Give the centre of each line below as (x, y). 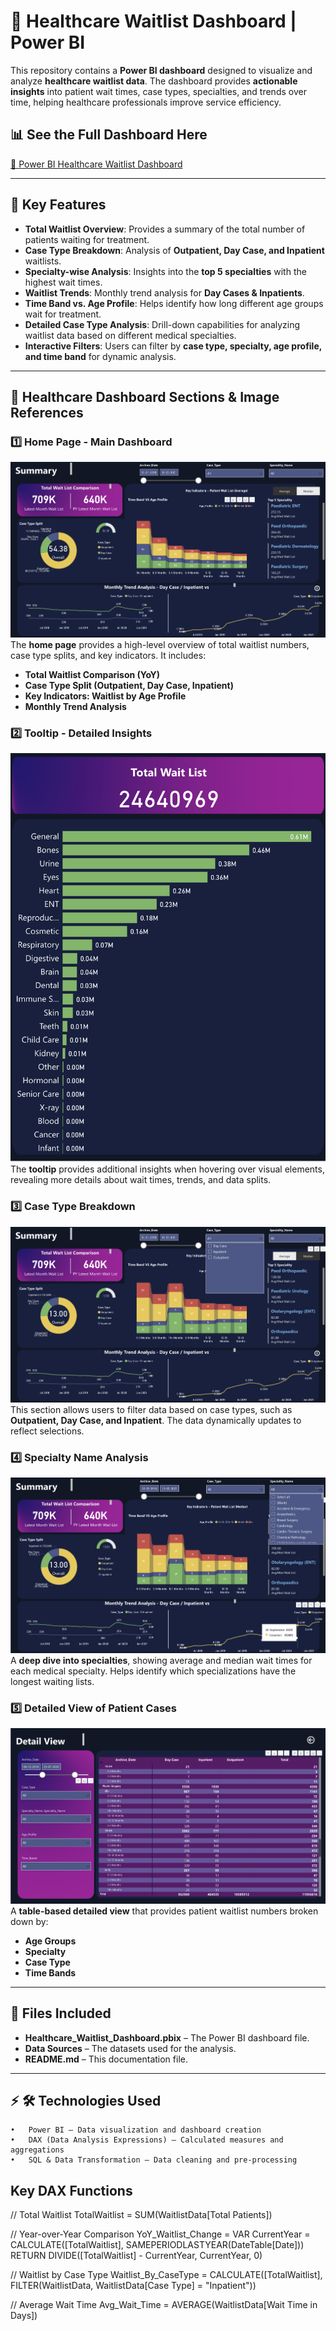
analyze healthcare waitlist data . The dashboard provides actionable (154, 81)
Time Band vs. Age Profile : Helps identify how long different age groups (174, 303)
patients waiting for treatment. (87, 239)
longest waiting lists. (52, 1681)
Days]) (24, 2316)
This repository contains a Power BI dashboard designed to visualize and (161, 70)
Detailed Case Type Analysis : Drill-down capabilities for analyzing (162, 324)
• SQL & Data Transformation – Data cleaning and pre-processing (154, 2160)
